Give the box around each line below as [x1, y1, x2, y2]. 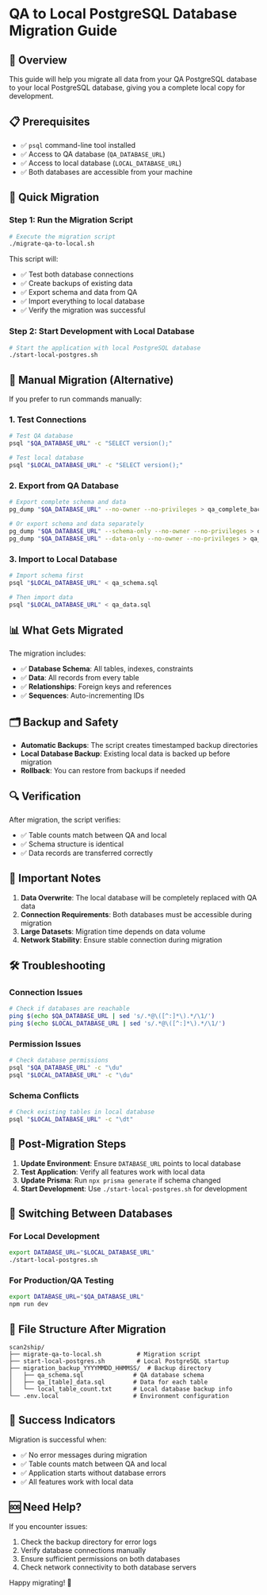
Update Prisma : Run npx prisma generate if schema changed [20, 1175, 221, 1185]
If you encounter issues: [9, 1521, 88, 1531]
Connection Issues [9, 986, 83, 997]
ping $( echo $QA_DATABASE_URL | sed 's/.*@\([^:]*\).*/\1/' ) [9, 1012, 216, 1020]
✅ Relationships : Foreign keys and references [20, 682, 172, 691]
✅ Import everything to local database [20, 296, 145, 306]
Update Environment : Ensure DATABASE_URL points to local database [20, 1158, 241, 1168]
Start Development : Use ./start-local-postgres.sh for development [20, 1183, 248, 1193]
